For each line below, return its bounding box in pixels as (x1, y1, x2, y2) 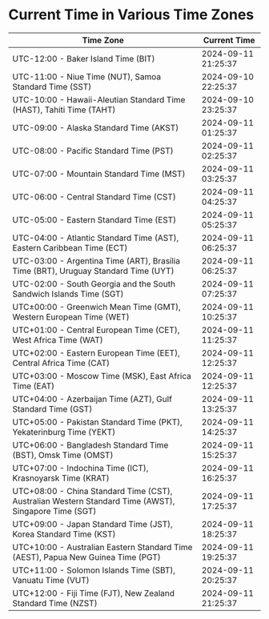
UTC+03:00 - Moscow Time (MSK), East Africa (12, 370, 192, 381)
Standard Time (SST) (12, 81, 92, 92)
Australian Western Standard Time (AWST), (12, 495, 175, 506)
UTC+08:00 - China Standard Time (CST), (12, 485, 173, 496)
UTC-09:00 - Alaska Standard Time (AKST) (12, 122, 179, 133)
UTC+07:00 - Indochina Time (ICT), (12, 462, 149, 473)
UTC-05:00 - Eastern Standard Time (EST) (12, 214, 177, 225)
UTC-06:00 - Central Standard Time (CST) (12, 191, 176, 202)
